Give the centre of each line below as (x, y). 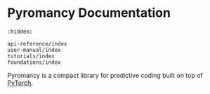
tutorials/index (31, 56)
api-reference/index (38, 43)
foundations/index (34, 62)
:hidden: (20, 32)
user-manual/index (34, 50)
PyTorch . (20, 83)
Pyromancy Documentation (89, 13)
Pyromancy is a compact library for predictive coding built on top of (105, 75)
